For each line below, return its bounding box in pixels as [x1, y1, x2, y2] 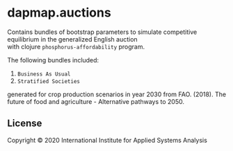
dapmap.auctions [7, 5, 111, 21]
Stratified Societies [17, 78, 80, 85]
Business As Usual [17, 71, 71, 78]
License [7, 118, 42, 130]
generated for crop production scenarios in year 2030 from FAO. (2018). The [7, 90, 227, 98]
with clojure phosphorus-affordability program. [7, 42, 145, 51]
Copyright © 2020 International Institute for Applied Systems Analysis [7, 136, 207, 144]
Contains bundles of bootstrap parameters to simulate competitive [7, 28, 198, 36]
